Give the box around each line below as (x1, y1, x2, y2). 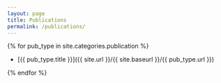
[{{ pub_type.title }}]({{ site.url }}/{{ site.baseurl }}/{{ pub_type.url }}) (17, 55, 215, 64)
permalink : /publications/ (7, 23, 86, 30)
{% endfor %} (7, 68, 47, 77)
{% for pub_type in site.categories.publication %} (7, 42, 149, 50)
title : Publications (7, 17, 68, 24)
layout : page (7, 10, 45, 17)
